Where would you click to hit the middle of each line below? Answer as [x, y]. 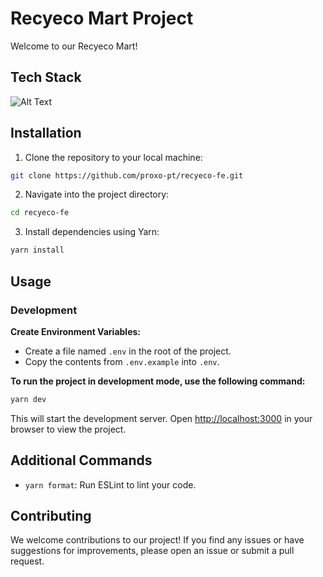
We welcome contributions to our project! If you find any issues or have [157, 540]
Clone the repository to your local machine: [113, 157]
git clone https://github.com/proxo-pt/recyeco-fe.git [127, 175]
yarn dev [28, 399]
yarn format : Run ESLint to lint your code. [110, 484]
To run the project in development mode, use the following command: [158, 381]
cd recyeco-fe [40, 213]
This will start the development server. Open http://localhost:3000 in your [161, 418]
